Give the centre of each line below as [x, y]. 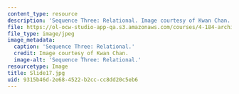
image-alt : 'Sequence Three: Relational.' [78, 60]
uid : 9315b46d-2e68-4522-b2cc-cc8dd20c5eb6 [73, 80]
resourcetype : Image [38, 66]
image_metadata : [31, 40]
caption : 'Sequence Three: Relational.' [74, 47]
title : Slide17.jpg [36, 73]
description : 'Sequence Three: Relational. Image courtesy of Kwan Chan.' [121, 20]
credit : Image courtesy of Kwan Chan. [71, 54]
